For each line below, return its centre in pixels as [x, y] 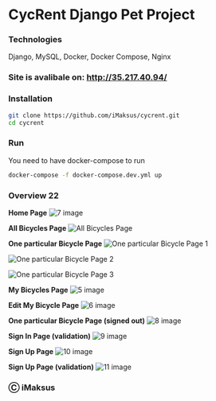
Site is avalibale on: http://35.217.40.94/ [88, 77]
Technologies [35, 40]
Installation [31, 99]
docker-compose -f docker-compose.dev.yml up [85, 175]
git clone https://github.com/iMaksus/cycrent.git [94, 115]
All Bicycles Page [37, 228]
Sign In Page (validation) [50, 336]
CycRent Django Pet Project [102, 15]
